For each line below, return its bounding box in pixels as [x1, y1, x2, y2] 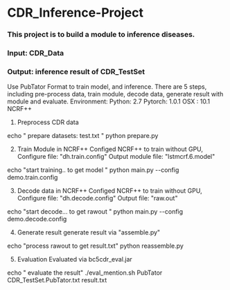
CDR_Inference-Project [7, 5, 144, 21]
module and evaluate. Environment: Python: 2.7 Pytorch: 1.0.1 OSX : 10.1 [7, 97, 210, 105]
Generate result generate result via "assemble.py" [17, 228, 161, 237]
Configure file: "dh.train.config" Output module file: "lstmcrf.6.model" [17, 153, 215, 161]
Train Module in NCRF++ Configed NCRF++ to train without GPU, [17, 145, 203, 153]
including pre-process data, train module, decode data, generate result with [7, 90, 224, 99]
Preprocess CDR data [17, 118, 80, 126]
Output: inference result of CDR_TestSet [7, 67, 145, 76]
